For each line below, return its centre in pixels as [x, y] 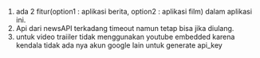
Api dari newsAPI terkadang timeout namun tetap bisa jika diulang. [125, 28]
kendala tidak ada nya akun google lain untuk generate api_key [119, 45]
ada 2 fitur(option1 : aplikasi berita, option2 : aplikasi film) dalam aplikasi [134, 12]
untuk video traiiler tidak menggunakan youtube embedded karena [125, 37]
